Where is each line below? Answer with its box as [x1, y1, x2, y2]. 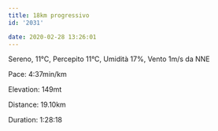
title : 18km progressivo [8, 11, 90, 20]
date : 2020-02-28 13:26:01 [8, 33, 97, 41]
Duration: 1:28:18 [8, 115, 63, 125]
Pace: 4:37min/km [8, 70, 67, 79]
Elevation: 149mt [8, 85, 62, 94]
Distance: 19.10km [8, 100, 67, 110]
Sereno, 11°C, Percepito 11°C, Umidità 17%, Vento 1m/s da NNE [8, 54, 210, 64]
